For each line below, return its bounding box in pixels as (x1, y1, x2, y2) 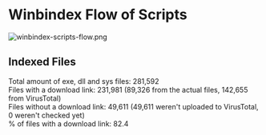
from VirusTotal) (8, 93, 62, 103)
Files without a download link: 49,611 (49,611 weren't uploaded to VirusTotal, (8, 101, 259, 111)
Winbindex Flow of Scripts (8, 6, 187, 24)
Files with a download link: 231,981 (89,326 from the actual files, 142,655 (8, 85, 248, 94)
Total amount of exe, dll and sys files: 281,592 (8, 76, 159, 85)
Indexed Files (8, 55, 76, 69)
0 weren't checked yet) (8, 110, 86, 120)
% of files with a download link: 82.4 (8, 118, 129, 129)
